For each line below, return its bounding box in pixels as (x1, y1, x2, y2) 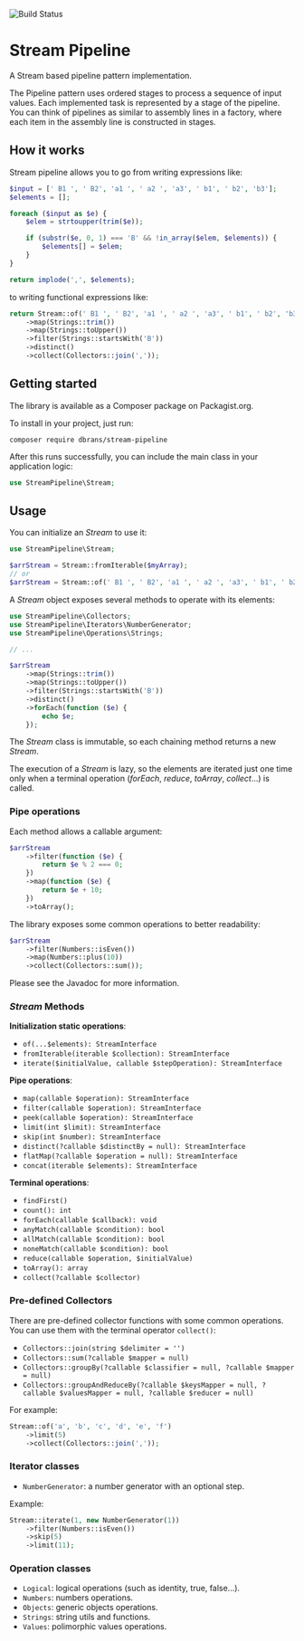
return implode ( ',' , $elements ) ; (9, 275, 136, 284)
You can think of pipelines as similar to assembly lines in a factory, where (9, 107, 282, 118)
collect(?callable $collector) (22, 1274, 141, 1283)
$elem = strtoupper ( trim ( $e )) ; (25, 217, 144, 226)
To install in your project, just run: (9, 417, 134, 429)
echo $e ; (42, 711, 75, 721)
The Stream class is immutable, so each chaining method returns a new (9, 736, 277, 747)
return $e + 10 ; (42, 886, 103, 895)
